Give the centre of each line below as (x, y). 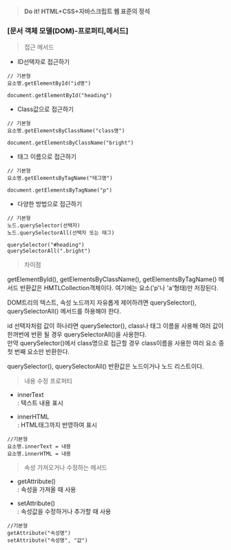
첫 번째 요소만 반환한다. (39, 352)
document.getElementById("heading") (60, 95)
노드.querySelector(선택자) (44, 225)
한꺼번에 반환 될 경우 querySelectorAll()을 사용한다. (77, 334)
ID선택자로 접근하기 (43, 61)
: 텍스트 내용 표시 (40, 403)
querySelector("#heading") (46, 245)
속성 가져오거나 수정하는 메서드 (66, 467)
